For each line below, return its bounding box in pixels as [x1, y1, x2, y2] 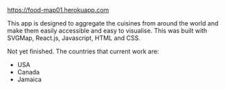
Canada [17, 68, 40, 76]
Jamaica [17, 75, 42, 83]
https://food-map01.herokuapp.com [7, 6, 109, 14]
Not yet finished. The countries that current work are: [7, 48, 159, 55]
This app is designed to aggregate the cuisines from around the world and [7, 19, 219, 27]
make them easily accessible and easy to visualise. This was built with [7, 27, 208, 34]
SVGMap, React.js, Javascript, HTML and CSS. [7, 34, 141, 42]
